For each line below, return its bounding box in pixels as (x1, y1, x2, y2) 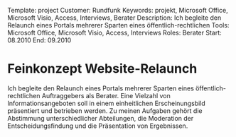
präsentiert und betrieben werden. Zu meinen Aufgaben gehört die (7, 106, 203, 115)
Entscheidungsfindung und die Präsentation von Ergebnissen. (7, 121, 188, 130)
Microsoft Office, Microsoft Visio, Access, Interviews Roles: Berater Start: (7, 28, 222, 37)
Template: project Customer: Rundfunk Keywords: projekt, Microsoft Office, (7, 6, 229, 14)
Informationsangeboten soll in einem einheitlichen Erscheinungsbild (7, 99, 206, 107)
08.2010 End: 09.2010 (7, 36, 72, 44)
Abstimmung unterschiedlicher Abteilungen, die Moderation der (7, 114, 194, 122)
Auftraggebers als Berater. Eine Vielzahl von (41, 91, 171, 100)
